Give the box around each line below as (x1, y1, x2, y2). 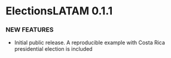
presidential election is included (14, 45, 93, 53)
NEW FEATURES (5, 26, 54, 34)
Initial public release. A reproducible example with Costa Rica (14, 39, 166, 46)
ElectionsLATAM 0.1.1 (5, 4, 113, 18)
